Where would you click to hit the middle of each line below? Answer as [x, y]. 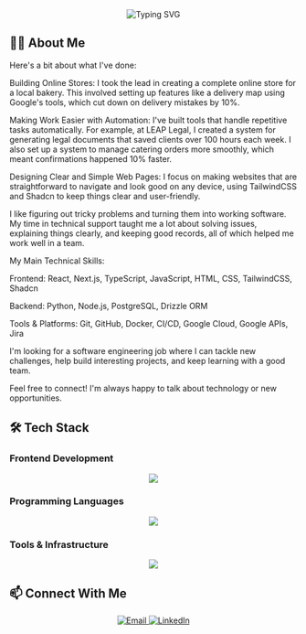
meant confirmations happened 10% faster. [90, 158]
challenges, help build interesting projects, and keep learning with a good [148, 360]
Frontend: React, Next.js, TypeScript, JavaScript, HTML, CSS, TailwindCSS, [151, 278]
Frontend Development [62, 458]
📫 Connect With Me [69, 594]
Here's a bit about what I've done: [73, 65]
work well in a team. [47, 242]
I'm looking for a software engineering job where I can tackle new [133, 350]
